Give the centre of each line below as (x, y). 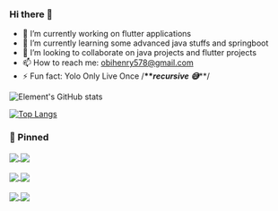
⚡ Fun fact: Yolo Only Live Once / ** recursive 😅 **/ (116, 76)
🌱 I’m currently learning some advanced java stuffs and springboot (145, 43)
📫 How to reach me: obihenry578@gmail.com (108, 63)
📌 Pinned (29, 138)
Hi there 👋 (31, 14)
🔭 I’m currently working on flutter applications (106, 34)
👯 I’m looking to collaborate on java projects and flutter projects (139, 53)
